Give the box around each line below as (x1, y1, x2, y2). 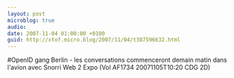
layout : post (7, 10, 46, 18)
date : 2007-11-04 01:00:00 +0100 (7, 30, 105, 37)
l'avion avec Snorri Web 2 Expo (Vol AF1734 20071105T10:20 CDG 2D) (7, 63, 211, 72)
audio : (7, 23, 27, 30)
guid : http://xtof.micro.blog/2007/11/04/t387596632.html (7, 37, 181, 44)
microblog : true (7, 17, 55, 24)
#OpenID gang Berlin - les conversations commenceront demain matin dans (7, 56, 227, 64)
